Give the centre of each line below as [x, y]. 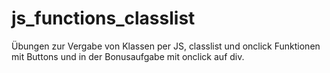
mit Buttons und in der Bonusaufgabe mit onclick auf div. [128, 56]
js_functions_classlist [103, 18]
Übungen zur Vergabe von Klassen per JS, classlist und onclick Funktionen [166, 46]
